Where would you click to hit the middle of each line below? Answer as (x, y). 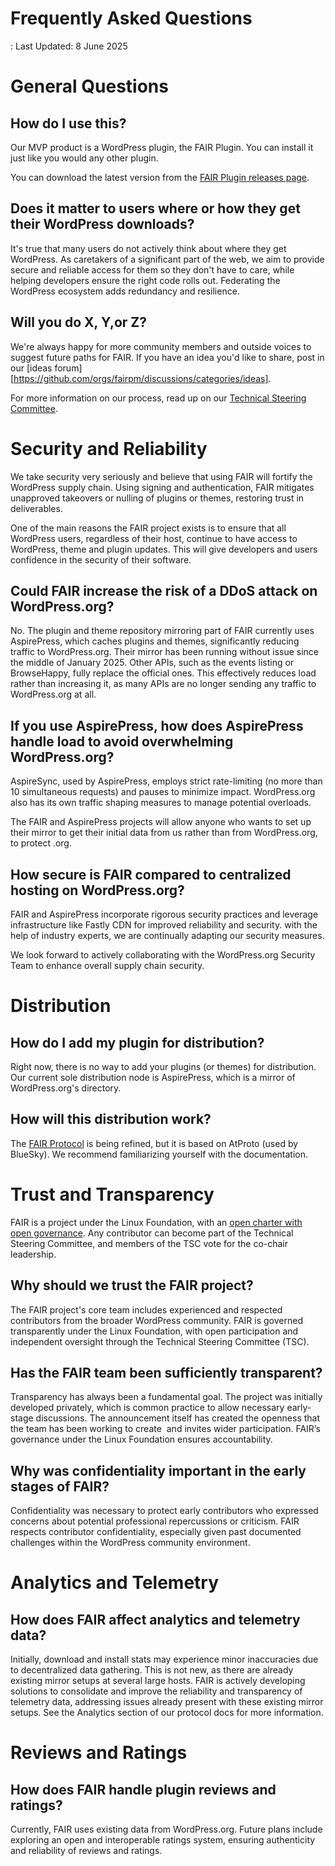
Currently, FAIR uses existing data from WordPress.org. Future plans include (166, 1829)
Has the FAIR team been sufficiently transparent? (166, 1372)
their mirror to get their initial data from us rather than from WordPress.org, (164, 833)
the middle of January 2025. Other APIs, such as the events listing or (152, 663)
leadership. (33, 1254)
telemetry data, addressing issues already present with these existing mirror (167, 1702)
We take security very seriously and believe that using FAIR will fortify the (161, 476)
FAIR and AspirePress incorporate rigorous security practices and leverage (164, 914)
